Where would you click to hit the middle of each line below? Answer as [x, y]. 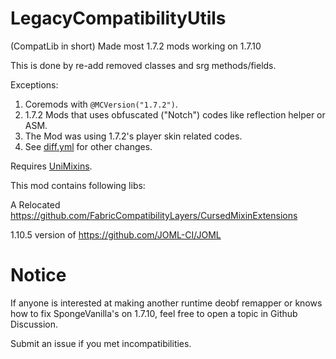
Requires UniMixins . [51, 166]
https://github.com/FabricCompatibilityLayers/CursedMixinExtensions [154, 215]
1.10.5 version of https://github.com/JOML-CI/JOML [116, 234]
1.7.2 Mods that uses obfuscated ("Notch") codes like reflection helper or [175, 114]
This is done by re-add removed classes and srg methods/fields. [143, 65]
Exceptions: [34, 84]
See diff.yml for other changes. [88, 146]
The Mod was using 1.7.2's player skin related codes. [133, 136]
